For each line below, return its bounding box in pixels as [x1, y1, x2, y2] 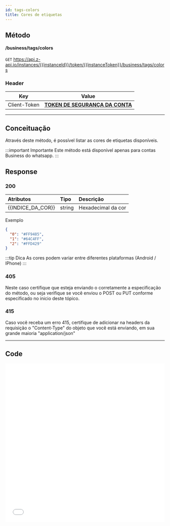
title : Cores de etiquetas [5, 12, 62, 17]
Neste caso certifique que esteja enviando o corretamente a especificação [5, 284, 161, 290]
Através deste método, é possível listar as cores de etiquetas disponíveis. [5, 137, 158, 143]
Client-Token [8, 101, 39, 108]
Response [5, 167, 38, 176]
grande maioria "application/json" [5, 330, 76, 336]
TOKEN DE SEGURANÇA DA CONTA [44, 101, 133, 108]
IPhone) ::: [5, 260, 27, 267]
